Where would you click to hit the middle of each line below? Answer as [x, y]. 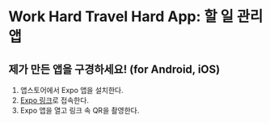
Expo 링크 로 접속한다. [54, 100]
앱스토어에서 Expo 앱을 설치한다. [72, 90]
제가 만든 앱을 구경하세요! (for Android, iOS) [114, 69]
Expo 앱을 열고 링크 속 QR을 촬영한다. [80, 110]
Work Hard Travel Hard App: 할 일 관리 [136, 17]
